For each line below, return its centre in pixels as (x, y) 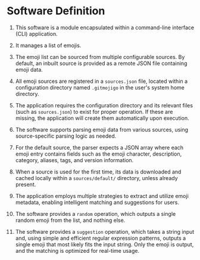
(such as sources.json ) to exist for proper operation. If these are (94, 112)
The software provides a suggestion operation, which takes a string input (105, 231)
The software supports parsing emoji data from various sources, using (102, 129)
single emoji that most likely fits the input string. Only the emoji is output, (104, 244)
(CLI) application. (37, 33)
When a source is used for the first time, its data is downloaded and (98, 172)
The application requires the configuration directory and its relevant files (104, 105)
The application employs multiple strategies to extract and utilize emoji (102, 196)
